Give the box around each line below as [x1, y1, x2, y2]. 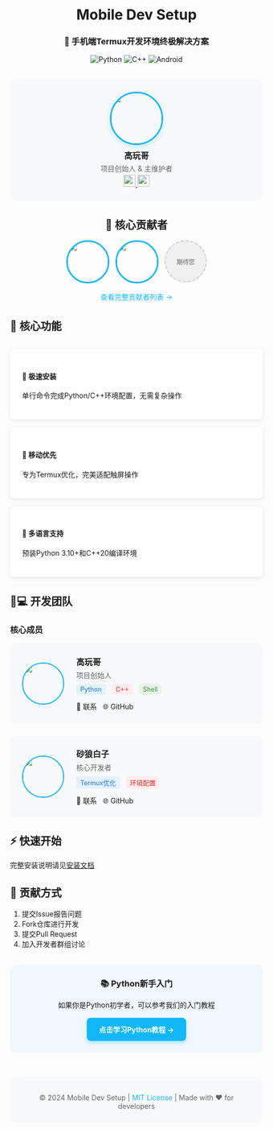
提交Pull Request [21, 928, 78, 939]
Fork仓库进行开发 [21, 919, 79, 928]
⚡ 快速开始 [10, 833, 62, 847]
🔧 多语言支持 [22, 529, 64, 539]
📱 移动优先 [22, 450, 57, 460]
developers [117, 1101, 156, 1110]
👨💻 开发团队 [10, 594, 73, 608]
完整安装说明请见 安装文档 [10, 860, 95, 870]
